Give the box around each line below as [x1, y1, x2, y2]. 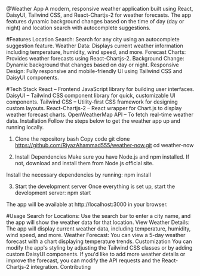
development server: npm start [14, 189, 91, 196]
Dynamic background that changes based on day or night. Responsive [6, 61, 179, 68]
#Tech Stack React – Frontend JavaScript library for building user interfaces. [6, 86, 195, 92]
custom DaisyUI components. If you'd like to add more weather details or [6, 251, 186, 257]
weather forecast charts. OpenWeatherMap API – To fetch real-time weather [6, 111, 194, 118]
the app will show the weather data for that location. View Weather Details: [6, 219, 190, 226]
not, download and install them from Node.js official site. [14, 160, 154, 166]
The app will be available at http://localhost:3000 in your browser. [6, 201, 168, 208]
